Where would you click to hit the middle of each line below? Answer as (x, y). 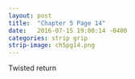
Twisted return (33, 68)
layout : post (30, 16)
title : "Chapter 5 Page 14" (57, 23)
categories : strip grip (48, 38)
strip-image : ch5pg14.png (51, 45)
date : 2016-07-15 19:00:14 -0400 (68, 30)
